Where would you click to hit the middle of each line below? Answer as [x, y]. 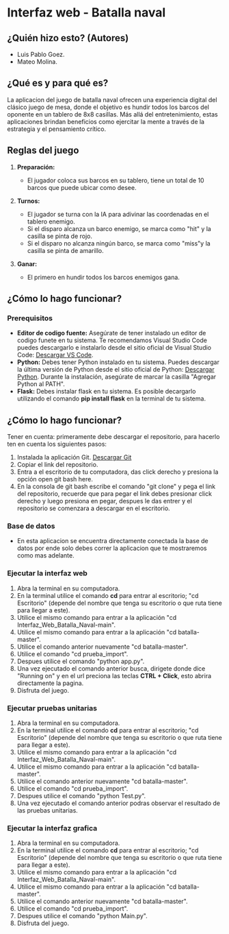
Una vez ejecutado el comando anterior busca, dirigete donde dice [111, 668]
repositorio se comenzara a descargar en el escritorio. [93, 508]
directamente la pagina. [50, 683]
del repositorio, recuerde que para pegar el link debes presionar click [114, 494]
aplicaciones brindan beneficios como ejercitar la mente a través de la [106, 121]
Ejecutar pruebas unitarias [52, 708]
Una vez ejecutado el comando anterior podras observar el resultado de [119, 803]
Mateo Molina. [37, 62]
